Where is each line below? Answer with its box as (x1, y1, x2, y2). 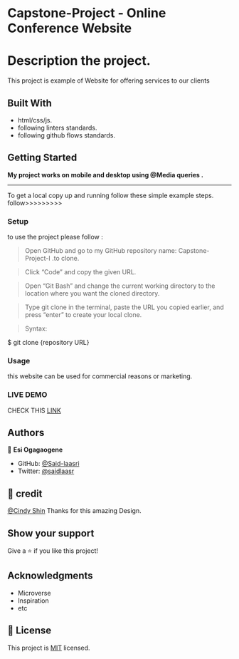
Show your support (7, 527, 95, 539)
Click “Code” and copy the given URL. (24, 268, 137, 276)
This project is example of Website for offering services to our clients (7, 76, 210, 85)
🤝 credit (7, 487, 43, 499)
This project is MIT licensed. (7, 643, 90, 652)
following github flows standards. (17, 130, 116, 140)
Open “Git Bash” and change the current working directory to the (24, 281, 216, 290)
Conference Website (7, 20, 132, 36)
